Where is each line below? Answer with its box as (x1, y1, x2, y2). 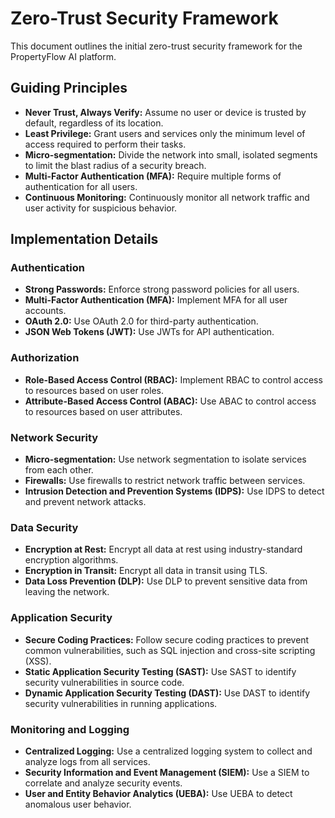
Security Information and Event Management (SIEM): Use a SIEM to (24, 766, 310, 778)
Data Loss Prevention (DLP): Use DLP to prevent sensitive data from (24, 575, 308, 587)
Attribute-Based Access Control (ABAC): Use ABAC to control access (24, 395, 317, 407)
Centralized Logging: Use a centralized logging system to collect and (24, 745, 313, 757)
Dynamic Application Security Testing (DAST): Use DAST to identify (24, 687, 311, 699)
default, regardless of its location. (24, 117, 164, 129)
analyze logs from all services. (24, 755, 151, 767)
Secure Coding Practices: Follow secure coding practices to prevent (24, 633, 310, 646)
